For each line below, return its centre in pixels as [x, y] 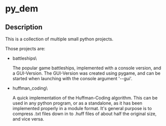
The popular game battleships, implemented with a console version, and [87, 68]
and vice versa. [28, 119]
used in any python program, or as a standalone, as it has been [77, 103]
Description [24, 27]
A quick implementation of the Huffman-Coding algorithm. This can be [85, 98]
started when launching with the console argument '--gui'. [72, 78]
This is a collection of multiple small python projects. [59, 39]
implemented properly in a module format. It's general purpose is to [82, 108]
